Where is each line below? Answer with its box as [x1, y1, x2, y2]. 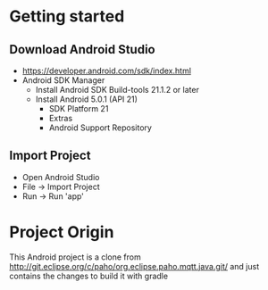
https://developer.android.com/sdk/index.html [21, 65, 192, 76]
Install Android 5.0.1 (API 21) [35, 94, 138, 104]
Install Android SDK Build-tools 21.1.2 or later [35, 85, 199, 95]
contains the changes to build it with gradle [9, 270, 168, 281]
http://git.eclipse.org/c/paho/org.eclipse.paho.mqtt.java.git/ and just [9, 261, 260, 271]
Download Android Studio [9, 42, 155, 57]
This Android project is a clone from [9, 252, 141, 262]
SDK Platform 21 [48, 104, 109, 113]
